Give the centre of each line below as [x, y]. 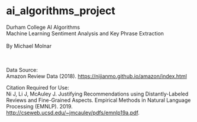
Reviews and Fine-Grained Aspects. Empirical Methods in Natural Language [98, 100]
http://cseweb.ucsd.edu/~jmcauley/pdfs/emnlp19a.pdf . [73, 113]
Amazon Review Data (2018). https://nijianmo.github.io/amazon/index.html [97, 76]
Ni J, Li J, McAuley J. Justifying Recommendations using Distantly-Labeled [97, 94]
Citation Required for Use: [38, 87]
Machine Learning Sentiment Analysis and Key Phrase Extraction [85, 33]
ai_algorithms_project [61, 11]
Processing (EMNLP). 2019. [39, 106]
